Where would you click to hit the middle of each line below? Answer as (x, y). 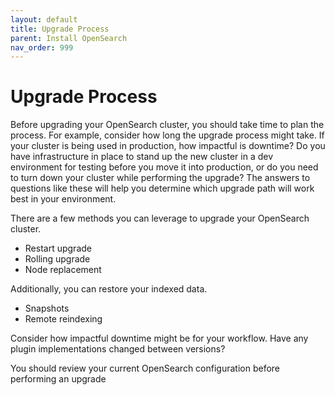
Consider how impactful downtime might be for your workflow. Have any (159, 338)
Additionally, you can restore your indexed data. (109, 289)
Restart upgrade (58, 248)
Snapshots (47, 308)
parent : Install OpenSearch (69, 38)
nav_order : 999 (42, 47)
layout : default (44, 19)
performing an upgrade (58, 379)
